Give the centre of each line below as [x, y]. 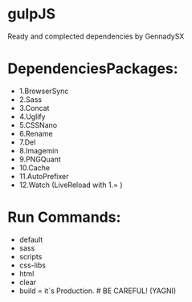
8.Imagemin [39, 150]
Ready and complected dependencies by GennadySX [96, 36]
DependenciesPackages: [93, 69]
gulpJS [32, 14]
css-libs [32, 265]
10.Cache [34, 167]
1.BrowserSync [44, 91]
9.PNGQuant [40, 159]
